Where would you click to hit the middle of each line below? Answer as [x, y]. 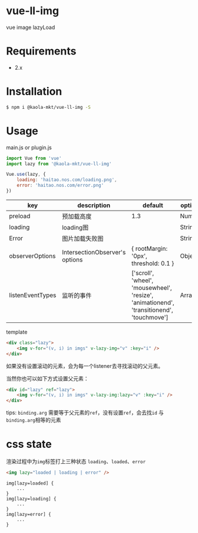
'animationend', [153, 302]
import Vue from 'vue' [34, 158]
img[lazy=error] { [29, 514]
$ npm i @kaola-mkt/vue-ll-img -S [49, 107]
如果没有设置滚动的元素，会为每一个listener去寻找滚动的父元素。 [85, 366]
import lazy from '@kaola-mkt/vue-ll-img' [59, 164]
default [153, 205]
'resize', [143, 295]
